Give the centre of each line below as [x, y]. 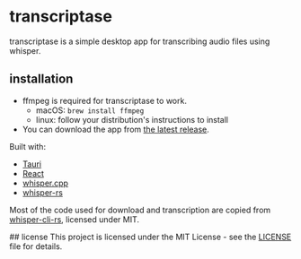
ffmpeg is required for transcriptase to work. [104, 100]
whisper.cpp [45, 183]
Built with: [28, 146]
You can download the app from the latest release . [115, 129]
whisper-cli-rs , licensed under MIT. [75, 219]
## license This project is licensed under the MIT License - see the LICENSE [150, 237]
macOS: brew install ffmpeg [90, 110]
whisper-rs [42, 192]
